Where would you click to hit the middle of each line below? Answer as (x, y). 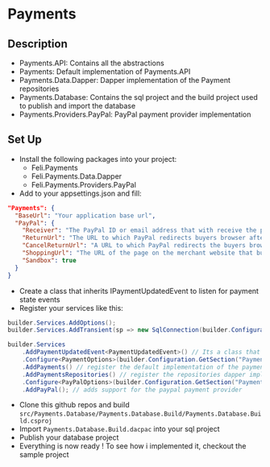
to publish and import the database (77, 106)
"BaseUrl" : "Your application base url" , (85, 215)
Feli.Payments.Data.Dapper (77, 176)
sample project (44, 455)
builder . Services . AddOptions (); (62, 323)
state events (39, 300)
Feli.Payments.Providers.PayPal (83, 184)
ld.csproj (36, 421)
